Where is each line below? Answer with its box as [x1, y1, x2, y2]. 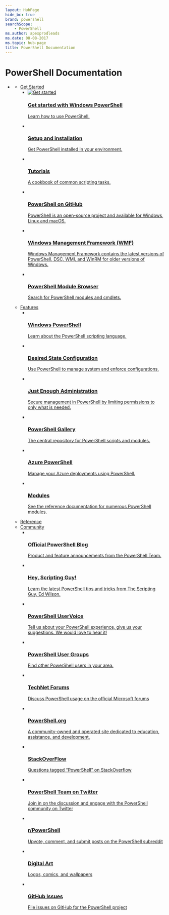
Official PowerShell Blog [27, 541, 88, 548]
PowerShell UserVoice [27, 613, 84, 620]
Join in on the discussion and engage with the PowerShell [27, 800, 148, 806]
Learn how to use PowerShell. [27, 113, 90, 119]
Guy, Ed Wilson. [27, 591, 61, 597]
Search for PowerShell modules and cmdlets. [27, 294, 122, 300]
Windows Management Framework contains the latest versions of [27, 251, 164, 257]
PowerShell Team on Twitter [27, 788, 98, 795]
